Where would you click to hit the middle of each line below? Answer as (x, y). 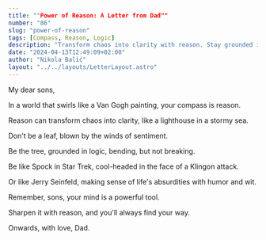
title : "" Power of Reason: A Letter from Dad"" (88, 15)
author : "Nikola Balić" (47, 60)
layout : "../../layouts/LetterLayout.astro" (83, 67)
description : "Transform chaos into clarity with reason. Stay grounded (131, 45)
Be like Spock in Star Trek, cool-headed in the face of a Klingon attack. (123, 166)
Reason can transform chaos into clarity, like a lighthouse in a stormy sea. (129, 120)
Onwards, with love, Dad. (49, 227)
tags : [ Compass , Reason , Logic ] (61, 38)
